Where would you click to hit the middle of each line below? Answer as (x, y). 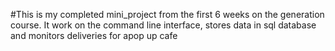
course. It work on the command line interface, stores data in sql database (163, 25)
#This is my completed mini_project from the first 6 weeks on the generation (167, 14)
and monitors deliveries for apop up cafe (94, 35)
